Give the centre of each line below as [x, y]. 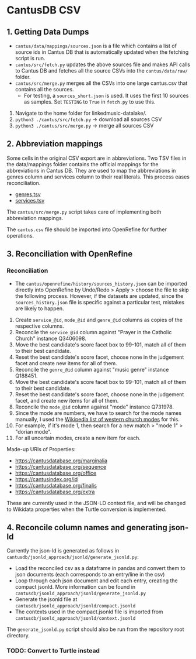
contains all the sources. [45, 89]
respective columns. [39, 326]
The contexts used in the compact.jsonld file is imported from [89, 612]
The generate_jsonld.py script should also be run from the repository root [95, 629]
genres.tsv [28, 194]
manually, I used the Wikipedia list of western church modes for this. [97, 419]
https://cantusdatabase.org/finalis [56, 485]
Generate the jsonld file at [46, 599]
